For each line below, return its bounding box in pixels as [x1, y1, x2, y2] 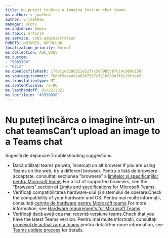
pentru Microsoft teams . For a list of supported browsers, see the [12, 179, 148, 185]
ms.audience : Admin [5, 26, 47, 31]
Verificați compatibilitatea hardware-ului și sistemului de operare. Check [12, 189, 162, 195]
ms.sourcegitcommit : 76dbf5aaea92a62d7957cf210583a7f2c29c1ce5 [5, 74, 142, 79]
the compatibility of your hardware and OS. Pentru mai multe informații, [12, 195, 161, 201]
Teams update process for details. [12, 227, 85, 233]
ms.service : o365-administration [5, 36, 76, 41]
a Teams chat [5, 135, 63, 147]
